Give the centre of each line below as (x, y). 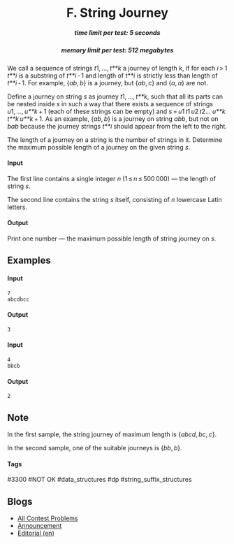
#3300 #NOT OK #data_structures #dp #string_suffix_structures (100, 480)
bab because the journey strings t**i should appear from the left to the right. (117, 126)
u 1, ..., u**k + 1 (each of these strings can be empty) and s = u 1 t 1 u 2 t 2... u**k (116, 111)
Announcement (39, 525)
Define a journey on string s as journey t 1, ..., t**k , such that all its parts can (115, 96)
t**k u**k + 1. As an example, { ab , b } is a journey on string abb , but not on (113, 119)
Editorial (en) (36, 533)
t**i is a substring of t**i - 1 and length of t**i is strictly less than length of (112, 76)
